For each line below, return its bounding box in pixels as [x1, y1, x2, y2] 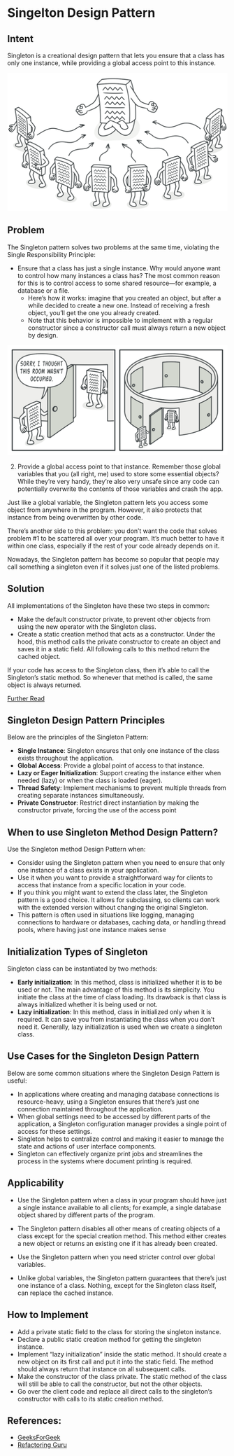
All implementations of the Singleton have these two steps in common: [7, 601, 210, 610]
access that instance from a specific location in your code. [17, 881, 187, 889]
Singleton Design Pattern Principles [7, 714, 166, 726]
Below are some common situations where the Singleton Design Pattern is [7, 1069, 220, 1077]
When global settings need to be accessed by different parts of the [17, 1112, 211, 1121]
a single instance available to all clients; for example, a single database [17, 1203, 221, 1212]
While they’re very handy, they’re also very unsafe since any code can [17, 477, 220, 485]
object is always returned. [7, 681, 82, 689]
